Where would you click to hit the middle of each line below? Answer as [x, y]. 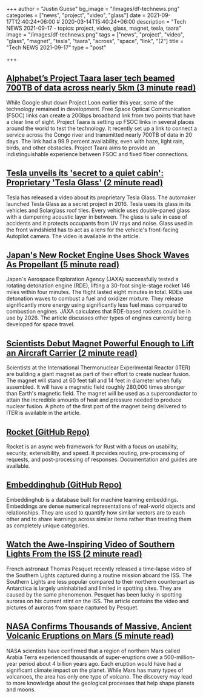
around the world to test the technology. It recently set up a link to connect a [102, 128]
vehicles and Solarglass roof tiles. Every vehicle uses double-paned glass [98, 210]
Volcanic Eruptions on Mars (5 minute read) [90, 636]
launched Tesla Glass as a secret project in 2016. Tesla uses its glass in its [99, 204]
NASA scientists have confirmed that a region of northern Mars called [93, 651]
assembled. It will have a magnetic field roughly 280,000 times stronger [96, 387]
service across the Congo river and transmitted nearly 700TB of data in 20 [99, 135]
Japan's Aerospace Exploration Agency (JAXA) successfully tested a [92, 279]
